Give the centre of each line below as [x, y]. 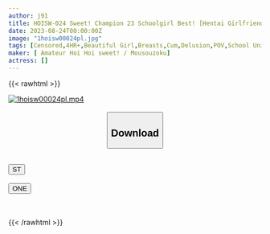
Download [135, 133]
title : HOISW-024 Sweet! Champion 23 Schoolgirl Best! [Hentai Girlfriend [136, 23]
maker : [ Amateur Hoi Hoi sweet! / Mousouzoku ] [90, 53]
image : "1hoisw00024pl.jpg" [55, 38]
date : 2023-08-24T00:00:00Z [55, 31]
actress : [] [28, 61]
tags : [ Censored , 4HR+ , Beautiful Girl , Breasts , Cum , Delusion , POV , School [129, 46]
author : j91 [28, 16]
